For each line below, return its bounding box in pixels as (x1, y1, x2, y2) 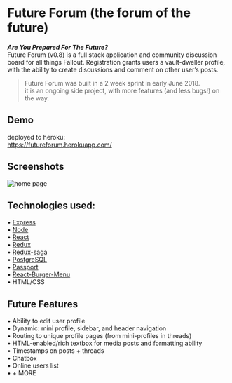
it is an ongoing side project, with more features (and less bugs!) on (24, 86, 220, 95)
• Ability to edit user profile (7, 317, 86, 325)
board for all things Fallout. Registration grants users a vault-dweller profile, (7, 58, 226, 66)
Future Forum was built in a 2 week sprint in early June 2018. (24, 79, 200, 87)
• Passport (7, 263, 39, 271)
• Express (7, 218, 36, 227)
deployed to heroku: (7, 133, 65, 141)
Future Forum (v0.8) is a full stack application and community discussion (7, 51, 217, 59)
